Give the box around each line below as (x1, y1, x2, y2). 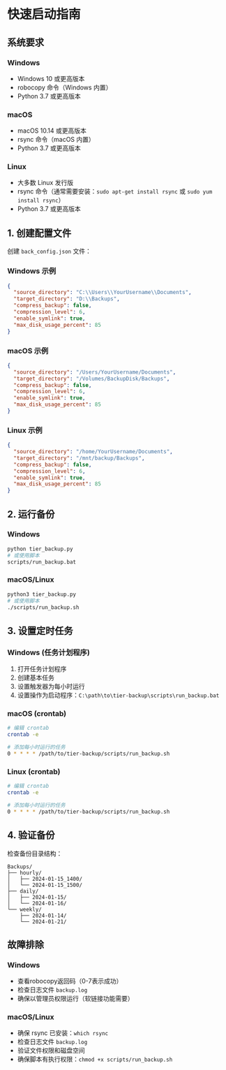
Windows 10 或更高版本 (17, 74, 85, 82)
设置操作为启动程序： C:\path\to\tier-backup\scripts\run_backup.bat (17, 691, 220, 699)
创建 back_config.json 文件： (7, 247, 92, 256)
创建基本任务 (17, 673, 54, 682)
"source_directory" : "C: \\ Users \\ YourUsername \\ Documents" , (13, 289, 192, 296)
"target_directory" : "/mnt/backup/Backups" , (13, 455, 145, 462)
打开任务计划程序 (17, 665, 67, 673)
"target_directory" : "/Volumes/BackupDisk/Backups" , (13, 375, 170, 382)
